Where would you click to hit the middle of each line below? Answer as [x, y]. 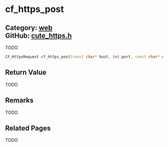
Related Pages [28, 128]
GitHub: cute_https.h [38, 35]
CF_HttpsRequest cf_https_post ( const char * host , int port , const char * [82, 57]
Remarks [19, 101]
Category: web [29, 28]
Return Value [26, 72]
